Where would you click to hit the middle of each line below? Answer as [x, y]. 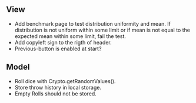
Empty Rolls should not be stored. [56, 94]
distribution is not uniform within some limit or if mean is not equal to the [102, 30]
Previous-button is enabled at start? [58, 49]
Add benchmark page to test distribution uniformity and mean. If [92, 23]
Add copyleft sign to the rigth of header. [63, 42]
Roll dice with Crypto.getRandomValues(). [65, 81]
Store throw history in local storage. [58, 87]
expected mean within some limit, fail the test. [70, 36]
